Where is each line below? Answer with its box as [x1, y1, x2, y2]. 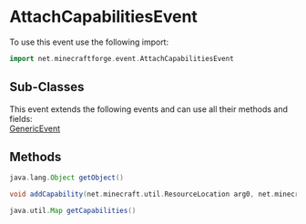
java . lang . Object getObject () [9, 173, 125, 183]
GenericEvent [9, 123, 61, 134]
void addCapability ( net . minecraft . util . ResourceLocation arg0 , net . [9, 189, 275, 199]
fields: [9, 113, 34, 124]
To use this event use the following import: [9, 36, 169, 47]
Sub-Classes [9, 79, 85, 95]
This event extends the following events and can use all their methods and [9, 103, 289, 115]
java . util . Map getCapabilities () [9, 207, 137, 216]
